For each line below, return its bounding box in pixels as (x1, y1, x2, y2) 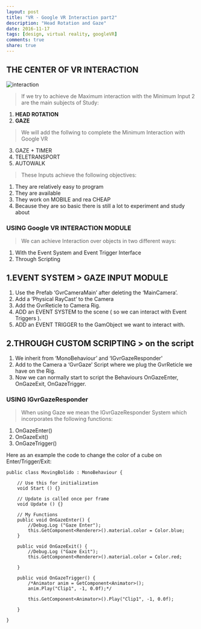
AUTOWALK (14, 159, 45, 166)
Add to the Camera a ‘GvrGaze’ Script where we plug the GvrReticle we (14, 361, 193, 368)
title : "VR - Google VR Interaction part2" (6, 14, 118, 21)
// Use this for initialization (17, 480, 98, 486)
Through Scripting (14, 255, 60, 262)
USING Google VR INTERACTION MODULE (6, 224, 132, 232)
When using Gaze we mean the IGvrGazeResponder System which (21, 408, 187, 416)
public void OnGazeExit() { (17, 543, 88, 549)
